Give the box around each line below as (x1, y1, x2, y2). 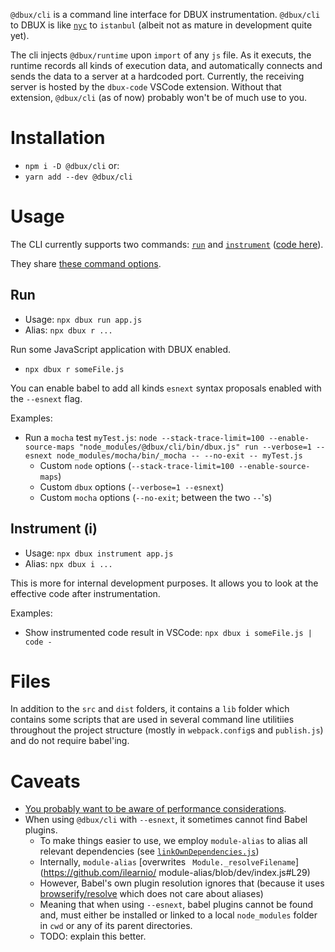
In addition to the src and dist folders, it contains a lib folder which (10, 703, 290, 715)
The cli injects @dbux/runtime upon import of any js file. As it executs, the (10, 49, 312, 61)
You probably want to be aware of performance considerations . (24, 803, 287, 815)
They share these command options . (10, 257, 162, 269)
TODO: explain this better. (39, 930, 147, 943)
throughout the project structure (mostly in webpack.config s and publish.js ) (10, 724, 324, 736)
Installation (10, 127, 106, 149)
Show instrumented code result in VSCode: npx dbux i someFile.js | (24, 626, 313, 638)
